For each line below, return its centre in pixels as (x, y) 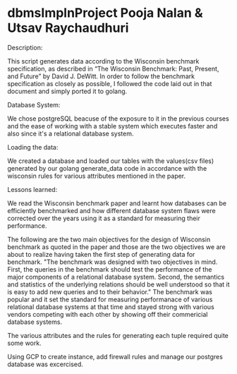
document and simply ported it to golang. (67, 91)
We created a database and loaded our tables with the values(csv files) (111, 161)
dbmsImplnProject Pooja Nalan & (105, 13)
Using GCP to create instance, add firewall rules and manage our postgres (115, 356)
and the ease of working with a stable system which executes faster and (113, 126)
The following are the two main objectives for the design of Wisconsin (109, 239)
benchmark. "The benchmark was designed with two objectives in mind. (113, 262)
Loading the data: (33, 147)
